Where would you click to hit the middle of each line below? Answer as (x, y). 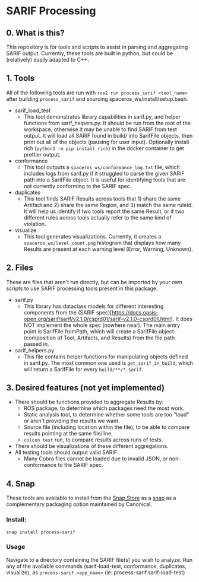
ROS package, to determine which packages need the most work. (104, 408)
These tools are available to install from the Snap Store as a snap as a (91, 498)
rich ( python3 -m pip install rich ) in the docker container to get (104, 148)
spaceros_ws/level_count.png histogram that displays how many (102, 243)
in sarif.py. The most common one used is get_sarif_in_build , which (108, 362)
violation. (35, 224)
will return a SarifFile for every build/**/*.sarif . (83, 369)
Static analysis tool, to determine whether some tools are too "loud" (106, 415)
